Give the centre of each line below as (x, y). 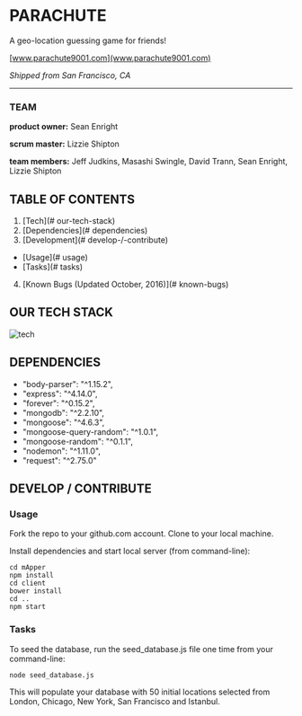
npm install (31, 576)
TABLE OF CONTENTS (72, 199)
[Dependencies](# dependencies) (85, 231)
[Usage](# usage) (55, 258)
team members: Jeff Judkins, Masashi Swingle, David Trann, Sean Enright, (149, 162)
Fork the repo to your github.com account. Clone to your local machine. (142, 534)
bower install (36, 591)
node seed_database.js (52, 675)
